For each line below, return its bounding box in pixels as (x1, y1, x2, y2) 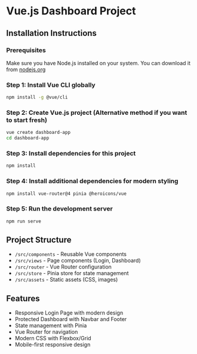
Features (6, 293, 40, 303)
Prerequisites (6, 46, 46, 54)
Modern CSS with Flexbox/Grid (14, 335, 91, 342)
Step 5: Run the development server (6, 205, 113, 213)
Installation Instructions (6, 28, 97, 38)
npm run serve (6, 218, 42, 224)
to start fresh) (6, 115, 48, 124)
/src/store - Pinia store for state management (14, 270, 129, 277)
